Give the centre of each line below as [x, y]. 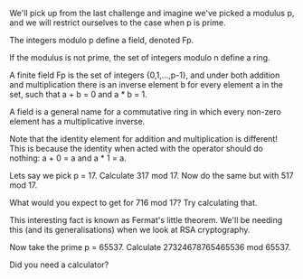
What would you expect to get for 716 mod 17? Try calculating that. [133, 203]
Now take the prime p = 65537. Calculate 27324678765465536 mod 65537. [150, 247]
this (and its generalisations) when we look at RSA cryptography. [130, 230]
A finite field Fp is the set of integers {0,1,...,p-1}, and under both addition [145, 75]
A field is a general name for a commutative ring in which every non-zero [146, 112]
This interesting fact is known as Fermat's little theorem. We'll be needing [146, 220]
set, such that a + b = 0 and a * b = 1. [78, 94]
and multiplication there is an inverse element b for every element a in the [146, 84]
